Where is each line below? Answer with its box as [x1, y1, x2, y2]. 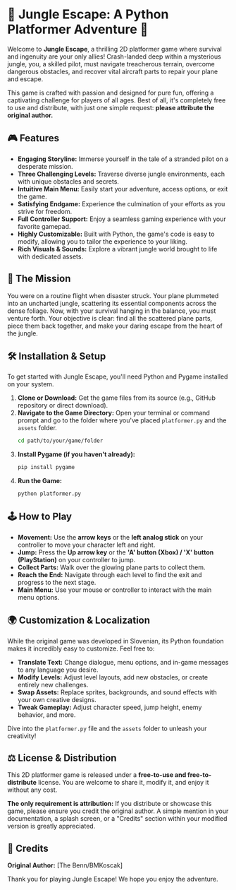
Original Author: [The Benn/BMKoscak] [7, 861, 123, 870]
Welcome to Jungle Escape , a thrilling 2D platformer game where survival [7, 44, 222, 53]
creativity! [7, 731, 37, 740]
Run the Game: [17, 477, 62, 485]
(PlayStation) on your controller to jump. [17, 555, 136, 564]
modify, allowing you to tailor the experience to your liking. [17, 237, 188, 246]
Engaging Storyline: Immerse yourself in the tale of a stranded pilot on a [17, 155, 229, 163]
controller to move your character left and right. [17, 540, 156, 549]
